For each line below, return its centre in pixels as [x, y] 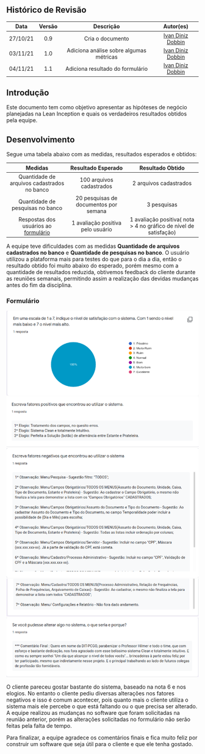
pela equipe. [22, 120]
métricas [106, 57]
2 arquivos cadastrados [162, 183]
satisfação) [162, 233]
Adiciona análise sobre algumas [106, 50]
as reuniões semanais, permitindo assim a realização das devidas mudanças [103, 278]
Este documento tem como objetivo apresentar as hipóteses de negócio [97, 107]
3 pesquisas [162, 205]
